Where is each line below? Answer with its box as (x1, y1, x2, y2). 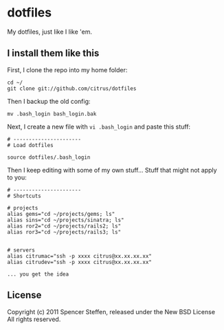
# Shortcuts (7, 192, 41, 199)
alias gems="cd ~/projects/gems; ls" (7, 210, 115, 217)
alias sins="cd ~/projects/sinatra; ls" (7, 217, 125, 223)
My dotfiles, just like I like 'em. (7, 27, 93, 36)
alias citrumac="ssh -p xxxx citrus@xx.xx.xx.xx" (7, 252, 153, 259)
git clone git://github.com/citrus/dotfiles (7, 85, 137, 92)
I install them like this (7, 47, 100, 59)
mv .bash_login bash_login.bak (7, 110, 97, 118)
